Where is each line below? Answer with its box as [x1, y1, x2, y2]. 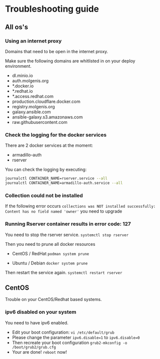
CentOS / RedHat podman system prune [12, 250, 89, 257]
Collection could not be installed [5, 192, 83, 199]
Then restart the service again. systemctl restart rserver [5, 269, 123, 275]
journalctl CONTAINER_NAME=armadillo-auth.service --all [5, 180, 123, 186]
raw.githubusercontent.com [12, 119, 68, 125]
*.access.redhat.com [12, 93, 53, 99]
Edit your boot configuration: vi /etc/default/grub [12, 329, 115, 335]
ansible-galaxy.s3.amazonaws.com [12, 114, 83, 120]
